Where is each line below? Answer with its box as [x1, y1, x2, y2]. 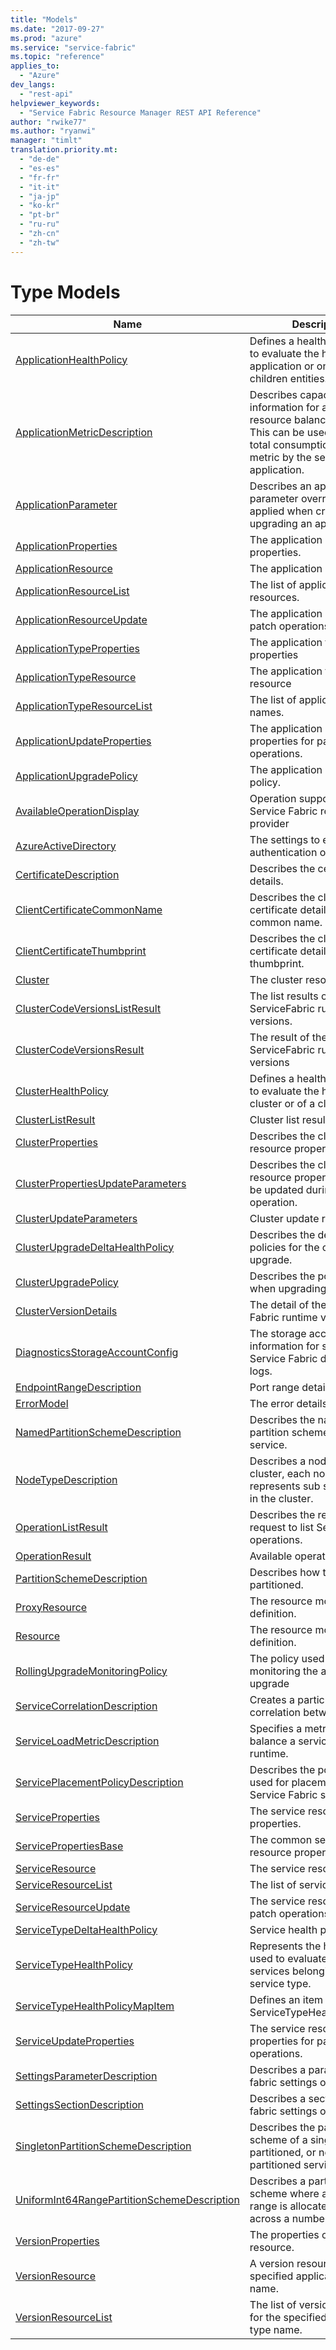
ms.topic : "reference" [10, 52, 105, 62]
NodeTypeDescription [15, 1472, 118, 1486]
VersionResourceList [15, 2310, 113, 2324]
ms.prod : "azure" [10, 33, 83, 43]
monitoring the [249, 1664, 319, 1678]
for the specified [249, 2310, 328, 2324]
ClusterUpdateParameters [15, 1211, 138, 1225]
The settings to [249, 832, 321, 846]
